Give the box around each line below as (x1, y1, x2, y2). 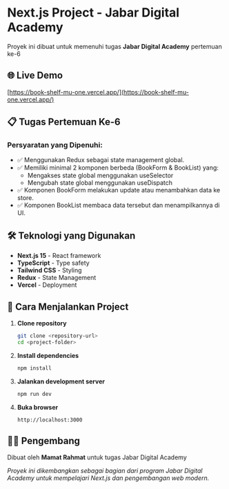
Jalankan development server (17, 377, 106, 386)
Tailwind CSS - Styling (17, 266, 82, 275)
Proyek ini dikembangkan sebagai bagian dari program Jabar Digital (7, 467, 203, 475)
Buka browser (17, 403, 59, 411)
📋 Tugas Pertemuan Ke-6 (7, 116, 121, 128)
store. (17, 194, 34, 202)
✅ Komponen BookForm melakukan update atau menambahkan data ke (17, 186, 221, 194)
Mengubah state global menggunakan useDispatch (27, 179, 173, 187)
